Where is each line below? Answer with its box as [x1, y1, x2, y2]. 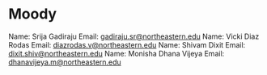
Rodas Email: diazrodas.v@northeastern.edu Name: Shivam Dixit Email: [8, 40, 246, 49]
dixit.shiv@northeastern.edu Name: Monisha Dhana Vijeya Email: [8, 48, 225, 58]
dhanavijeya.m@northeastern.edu [8, 57, 121, 67]
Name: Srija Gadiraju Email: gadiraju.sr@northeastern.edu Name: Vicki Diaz [8, 31, 260, 41]
